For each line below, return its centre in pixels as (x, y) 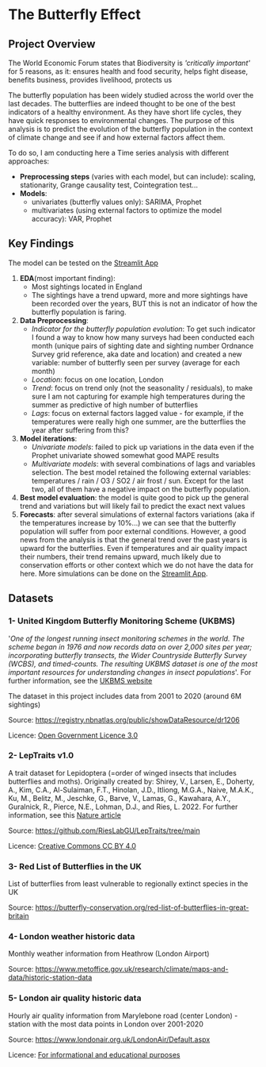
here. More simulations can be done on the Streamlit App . (114, 573)
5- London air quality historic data (75, 998)
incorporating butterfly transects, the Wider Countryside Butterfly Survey (127, 655)
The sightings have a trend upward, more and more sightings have (140, 295)
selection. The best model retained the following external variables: (141, 472)
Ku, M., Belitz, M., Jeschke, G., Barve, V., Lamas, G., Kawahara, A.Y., (120, 798)
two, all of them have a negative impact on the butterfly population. (141, 489)
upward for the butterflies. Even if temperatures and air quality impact (133, 548)
